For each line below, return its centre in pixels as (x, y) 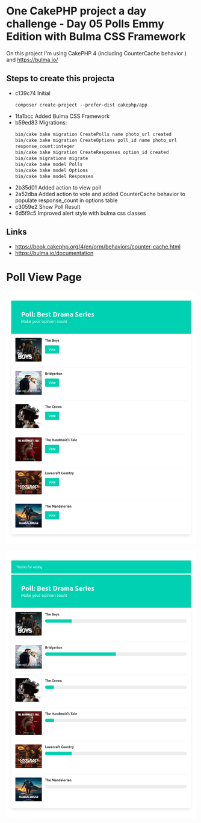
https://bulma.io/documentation (54, 253)
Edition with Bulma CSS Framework (96, 37)
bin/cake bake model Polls (49, 164)
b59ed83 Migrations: (41, 122)
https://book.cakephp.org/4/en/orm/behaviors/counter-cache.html (97, 246)
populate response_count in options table (66, 200)
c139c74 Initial (33, 93)
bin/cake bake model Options (51, 170)
